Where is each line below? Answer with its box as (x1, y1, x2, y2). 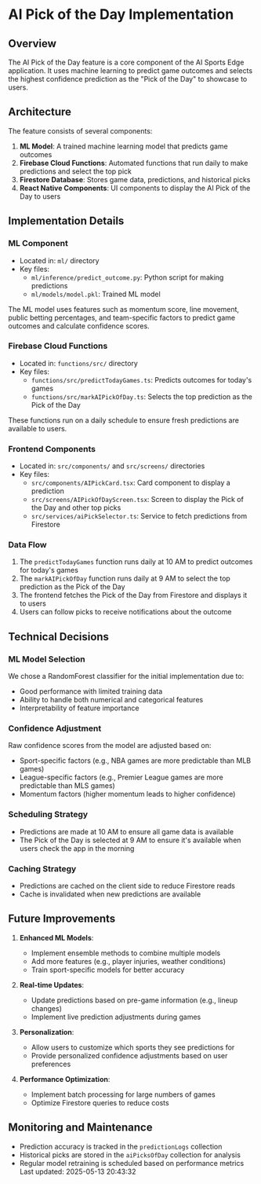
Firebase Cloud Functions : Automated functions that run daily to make (19, 158, 248, 167)
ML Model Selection (8, 654, 85, 665)
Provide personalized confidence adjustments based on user (31, 1050, 228, 1060)
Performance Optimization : (19, 1074, 111, 1083)
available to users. (8, 423, 67, 433)
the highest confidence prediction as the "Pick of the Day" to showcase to (8, 75, 248, 83)
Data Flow (8, 540, 47, 551)
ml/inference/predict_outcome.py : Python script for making (31, 273, 224, 282)
